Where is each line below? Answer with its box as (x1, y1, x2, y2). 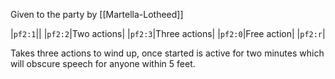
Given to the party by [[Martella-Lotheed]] (10, 9, 184, 20)
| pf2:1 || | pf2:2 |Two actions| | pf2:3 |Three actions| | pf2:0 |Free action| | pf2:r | (10, 28, 326, 39)
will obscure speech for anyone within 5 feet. (10, 58, 196, 69)
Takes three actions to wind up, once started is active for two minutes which (10, 47, 325, 59)
